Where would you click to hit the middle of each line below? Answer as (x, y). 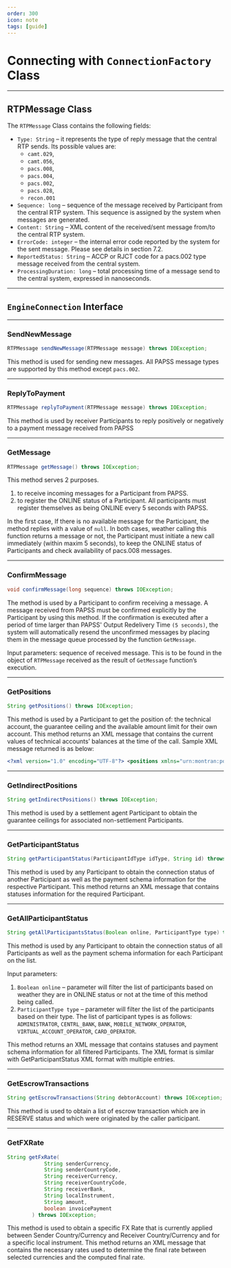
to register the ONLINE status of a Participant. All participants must (112, 500)
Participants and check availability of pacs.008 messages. (89, 551)
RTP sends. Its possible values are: (67, 146)
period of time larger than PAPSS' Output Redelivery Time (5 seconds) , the (113, 625)
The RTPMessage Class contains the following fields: (79, 126)
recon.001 (42, 198)
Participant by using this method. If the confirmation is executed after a (108, 617)
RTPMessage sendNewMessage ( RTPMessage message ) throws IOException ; (107, 349)
